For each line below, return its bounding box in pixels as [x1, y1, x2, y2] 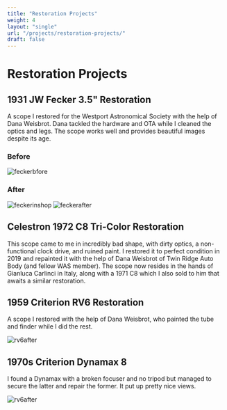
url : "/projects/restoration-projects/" [7, 29, 126, 37]
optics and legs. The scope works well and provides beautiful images [7, 127, 205, 136]
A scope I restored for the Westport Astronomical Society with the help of [7, 112, 217, 120]
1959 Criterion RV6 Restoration [7, 297, 144, 308]
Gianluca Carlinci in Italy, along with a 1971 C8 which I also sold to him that [7, 269, 220, 277]
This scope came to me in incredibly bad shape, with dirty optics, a [7, 239, 199, 248]
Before [7, 152, 31, 161]
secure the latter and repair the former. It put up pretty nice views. [7, 382, 196, 391]
